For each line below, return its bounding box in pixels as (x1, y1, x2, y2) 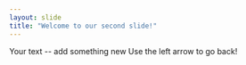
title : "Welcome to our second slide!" (9, 21, 158, 30)
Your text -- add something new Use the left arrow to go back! (9, 45, 238, 56)
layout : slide (9, 12, 62, 22)
